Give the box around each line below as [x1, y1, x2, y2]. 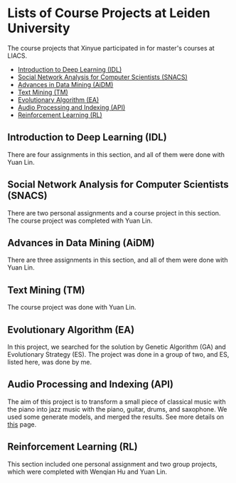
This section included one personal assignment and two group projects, [7, 459, 218, 468]
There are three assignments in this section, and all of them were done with [7, 255, 228, 265]
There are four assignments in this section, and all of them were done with [7, 150, 225, 158]
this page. [7, 420, 37, 429]
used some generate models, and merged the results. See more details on [7, 412, 225, 421]
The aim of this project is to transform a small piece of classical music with [7, 397, 226, 406]
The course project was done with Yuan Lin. [7, 303, 136, 312]
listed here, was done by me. [7, 358, 92, 366]
